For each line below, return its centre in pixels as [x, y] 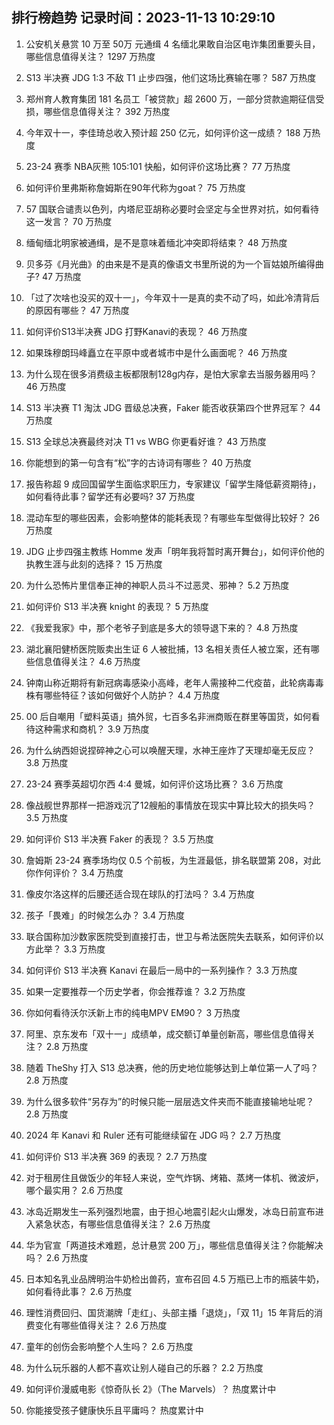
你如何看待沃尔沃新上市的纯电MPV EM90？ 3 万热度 [133, 1012]
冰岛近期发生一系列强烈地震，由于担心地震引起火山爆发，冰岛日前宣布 [170, 1211]
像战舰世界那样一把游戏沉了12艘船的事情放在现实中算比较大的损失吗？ [170, 805]
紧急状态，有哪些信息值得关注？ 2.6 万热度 [122, 1224]
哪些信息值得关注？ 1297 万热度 [90, 56]
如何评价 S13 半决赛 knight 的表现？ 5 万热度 [117, 606]
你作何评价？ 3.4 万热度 [74, 872]
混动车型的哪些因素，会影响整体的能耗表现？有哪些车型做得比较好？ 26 [172, 517]
